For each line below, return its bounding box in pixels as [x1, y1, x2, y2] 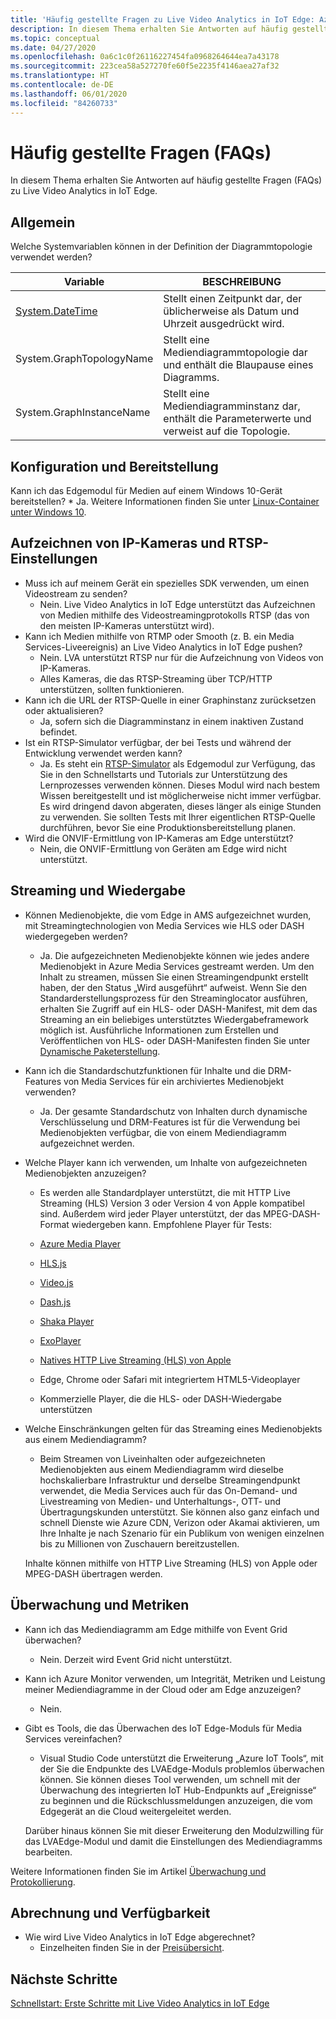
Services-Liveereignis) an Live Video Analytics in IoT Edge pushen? [24, 641, 303, 653]
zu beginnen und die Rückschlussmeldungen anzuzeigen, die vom [39, 1794, 313, 1806]
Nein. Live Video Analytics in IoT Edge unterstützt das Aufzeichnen [39, 598, 316, 610]
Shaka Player [39, 1315, 95, 1327]
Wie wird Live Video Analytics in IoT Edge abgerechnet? [24, 1931, 256, 1943]
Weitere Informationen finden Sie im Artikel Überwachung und [10, 1865, 267, 1877]
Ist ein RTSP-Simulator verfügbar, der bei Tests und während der [24, 736, 292, 748]
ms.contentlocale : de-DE [10, 80, 114, 90]
